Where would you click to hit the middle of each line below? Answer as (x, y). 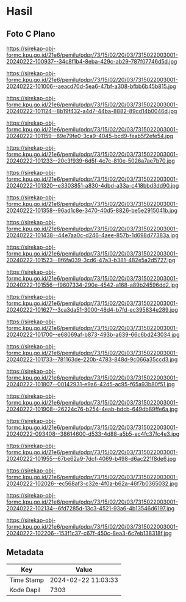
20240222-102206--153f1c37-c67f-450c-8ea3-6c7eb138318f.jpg (89, 533)
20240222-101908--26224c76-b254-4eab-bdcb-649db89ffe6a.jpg (92, 409)
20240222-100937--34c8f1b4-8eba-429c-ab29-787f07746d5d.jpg (92, 61)
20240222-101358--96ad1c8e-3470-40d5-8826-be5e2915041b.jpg (92, 210)
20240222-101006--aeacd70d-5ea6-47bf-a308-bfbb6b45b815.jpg (91, 86)
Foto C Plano (31, 34)
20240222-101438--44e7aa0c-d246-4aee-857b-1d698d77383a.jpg (92, 235)
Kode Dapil (25, 590)
